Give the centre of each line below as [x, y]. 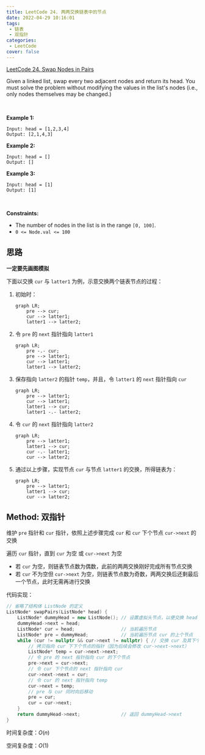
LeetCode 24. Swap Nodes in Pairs [50, 69]
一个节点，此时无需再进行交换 [52, 582]
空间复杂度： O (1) [27, 745]
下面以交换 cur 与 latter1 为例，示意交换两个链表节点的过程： [85, 281]
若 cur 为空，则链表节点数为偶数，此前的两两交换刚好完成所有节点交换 [104, 567]
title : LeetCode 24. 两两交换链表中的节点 [56, 12]
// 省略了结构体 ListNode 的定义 [45, 606]
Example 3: [21, 173]
